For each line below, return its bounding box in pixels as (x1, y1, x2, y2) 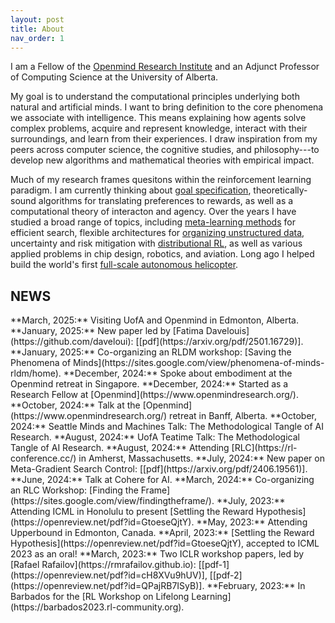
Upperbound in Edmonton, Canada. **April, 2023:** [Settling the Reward (10, 527, 315, 539)
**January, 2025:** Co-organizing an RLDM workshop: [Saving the (10, 346, 292, 358)
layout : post (10, 14, 65, 25)
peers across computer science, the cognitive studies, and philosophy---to (10, 144, 320, 156)
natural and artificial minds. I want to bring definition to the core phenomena (10, 101, 324, 113)
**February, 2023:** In (206, 580, 306, 592)
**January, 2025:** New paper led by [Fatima (10, 325, 204, 337)
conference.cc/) (10, 452, 77, 465)
